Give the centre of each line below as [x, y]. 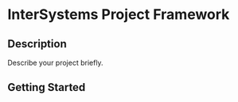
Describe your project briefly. [56, 62]
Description [37, 44]
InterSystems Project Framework [119, 15]
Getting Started [47, 87]
